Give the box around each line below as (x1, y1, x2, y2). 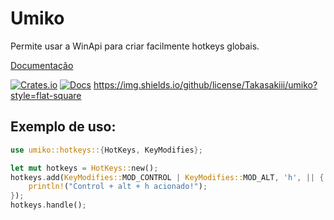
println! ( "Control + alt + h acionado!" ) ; (28, 182, 208, 192)
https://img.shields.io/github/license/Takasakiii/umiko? (93, 78, 318, 91)
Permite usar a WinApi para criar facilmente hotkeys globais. (10, 40, 260, 52)
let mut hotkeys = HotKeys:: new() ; (10, 163, 159, 173)
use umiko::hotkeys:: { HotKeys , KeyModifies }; (10, 145, 203, 155)
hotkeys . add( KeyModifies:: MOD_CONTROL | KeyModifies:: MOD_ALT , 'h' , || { (10, 172, 325, 182)
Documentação (10, 59, 74, 71)
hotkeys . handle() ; (10, 200, 87, 211)
